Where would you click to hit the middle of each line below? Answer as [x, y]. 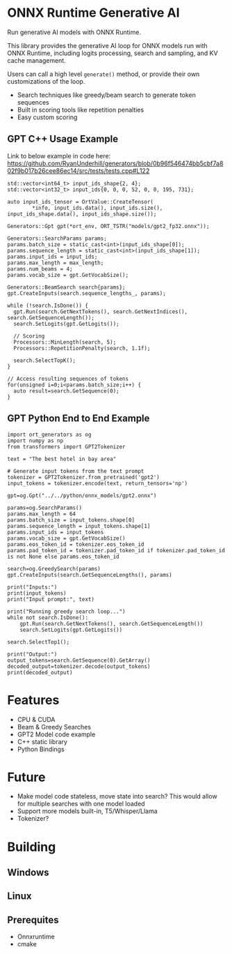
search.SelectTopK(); [45, 361]
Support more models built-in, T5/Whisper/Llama [87, 811]
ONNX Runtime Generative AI [93, 13]
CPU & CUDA [36, 719]
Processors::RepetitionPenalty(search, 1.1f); [82, 348]
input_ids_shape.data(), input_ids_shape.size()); [82, 214]
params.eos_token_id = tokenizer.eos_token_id [76, 544]
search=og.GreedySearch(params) [54, 569]
